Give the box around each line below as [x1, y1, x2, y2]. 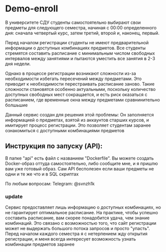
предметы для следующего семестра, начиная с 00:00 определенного [5, 24, 157, 30]
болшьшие [5, 102, 28, 108]
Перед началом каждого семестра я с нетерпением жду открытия [5, 231, 148, 237]
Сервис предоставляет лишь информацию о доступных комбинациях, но [5, 204, 162, 210]
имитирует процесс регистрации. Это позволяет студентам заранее [5, 122, 151, 128]
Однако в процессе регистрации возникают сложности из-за [5, 70, 136, 76]
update [5, 193, 23, 200]
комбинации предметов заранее [5, 242, 75, 248]
